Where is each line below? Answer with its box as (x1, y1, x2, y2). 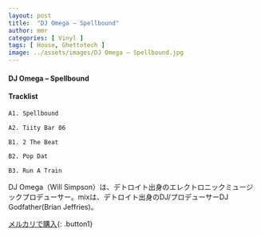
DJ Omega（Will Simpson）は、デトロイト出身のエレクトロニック (8, 183, 226, 192)
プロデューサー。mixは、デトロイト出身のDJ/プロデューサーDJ (22, 192, 229, 202)
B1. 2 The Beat (8, 138, 59, 146)
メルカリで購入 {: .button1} (8, 219, 93, 229)
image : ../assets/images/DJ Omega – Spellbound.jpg (8, 49, 184, 57)
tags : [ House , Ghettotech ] (8, 41, 105, 49)
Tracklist (8, 92, 38, 101)
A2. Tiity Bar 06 (8, 124, 66, 132)
